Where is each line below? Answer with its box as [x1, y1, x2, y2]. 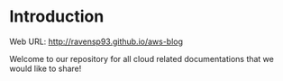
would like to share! [9, 63, 82, 74]
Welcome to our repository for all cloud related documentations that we [9, 53, 275, 64]
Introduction [9, 6, 105, 27]
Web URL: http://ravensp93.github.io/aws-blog [9, 36, 183, 47]
